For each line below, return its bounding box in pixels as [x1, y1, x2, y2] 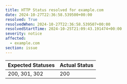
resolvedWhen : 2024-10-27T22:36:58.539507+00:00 [5, 21, 111, 27]
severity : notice [5, 31, 42, 36]
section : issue [5, 45, 38, 50]
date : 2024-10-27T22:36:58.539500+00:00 [5, 12, 93, 17]
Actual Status [59, 62, 93, 69]
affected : [5, 36, 27, 41]
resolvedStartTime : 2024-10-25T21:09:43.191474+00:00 [5, 26, 122, 32]
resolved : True [5, 17, 38, 22]
